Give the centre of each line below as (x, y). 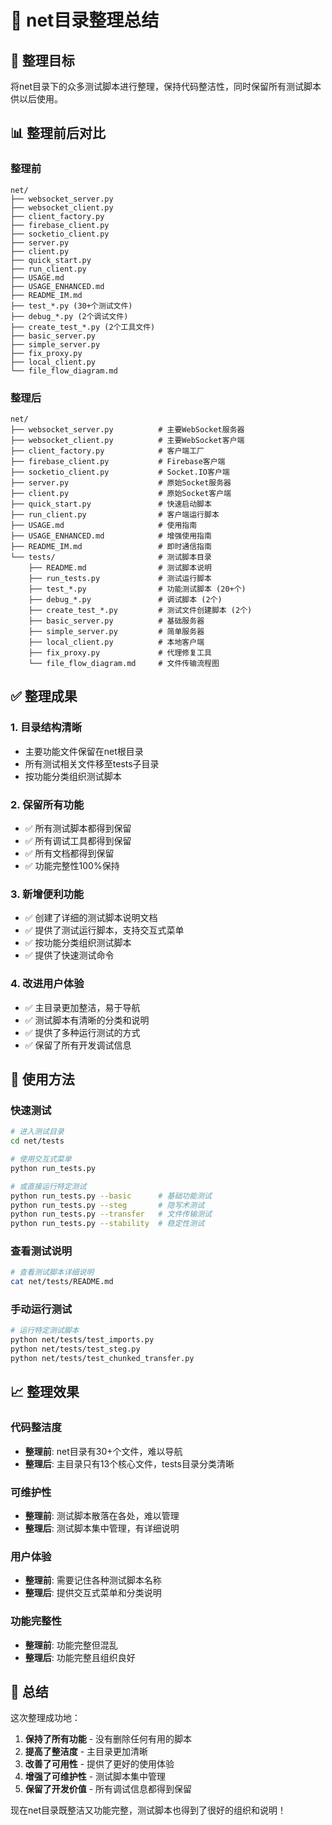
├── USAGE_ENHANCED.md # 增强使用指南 (111, 536)
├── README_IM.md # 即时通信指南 (111, 546)
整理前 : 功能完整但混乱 (71, 1645)
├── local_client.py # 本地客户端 (116, 642)
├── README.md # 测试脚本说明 (120, 567)
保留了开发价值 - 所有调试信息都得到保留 (108, 1789)
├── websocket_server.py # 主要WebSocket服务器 (127, 429)
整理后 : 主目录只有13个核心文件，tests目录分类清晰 (129, 1463)
